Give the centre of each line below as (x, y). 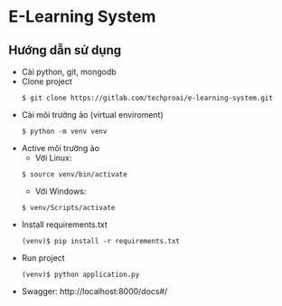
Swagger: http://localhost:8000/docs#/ (94, 291)
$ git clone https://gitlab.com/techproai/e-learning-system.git (147, 98)
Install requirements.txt (64, 225)
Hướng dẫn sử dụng (65, 50)
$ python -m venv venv (64, 131)
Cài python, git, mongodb (69, 72)
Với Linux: (53, 158)
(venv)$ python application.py (80, 274)
